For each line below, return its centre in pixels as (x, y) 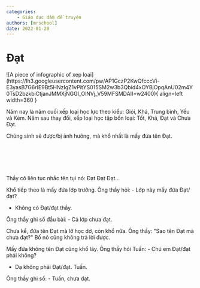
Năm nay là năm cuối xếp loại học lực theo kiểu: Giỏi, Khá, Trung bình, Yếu (98, 112)
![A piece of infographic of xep (44, 75)
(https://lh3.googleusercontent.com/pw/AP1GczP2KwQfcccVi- (83, 81)
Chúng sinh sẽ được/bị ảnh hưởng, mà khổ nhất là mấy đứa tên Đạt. (89, 136)
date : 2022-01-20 (28, 28)
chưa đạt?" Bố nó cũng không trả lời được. (58, 238)
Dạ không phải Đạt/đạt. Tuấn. (51, 267)
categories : (21, 12)
